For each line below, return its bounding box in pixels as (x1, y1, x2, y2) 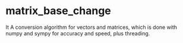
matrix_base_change (5, 4, 111, 18)
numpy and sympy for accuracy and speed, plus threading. (5, 29, 150, 37)
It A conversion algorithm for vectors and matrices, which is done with (5, 24, 178, 31)
